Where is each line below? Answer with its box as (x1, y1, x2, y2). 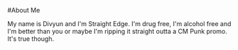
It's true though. (7, 35, 55, 43)
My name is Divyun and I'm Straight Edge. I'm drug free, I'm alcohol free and (7, 20, 232, 27)
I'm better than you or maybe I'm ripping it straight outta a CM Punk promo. (7, 27, 227, 35)
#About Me (7, 6, 40, 14)
